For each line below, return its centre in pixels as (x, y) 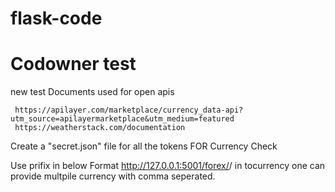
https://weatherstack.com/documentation (100, 128)
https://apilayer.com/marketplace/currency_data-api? (129, 110)
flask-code (56, 18)
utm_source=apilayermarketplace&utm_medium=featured (122, 119)
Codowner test (73, 64)
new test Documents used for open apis (92, 92)
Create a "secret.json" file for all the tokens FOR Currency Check (144, 146)
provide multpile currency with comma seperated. (113, 176)
